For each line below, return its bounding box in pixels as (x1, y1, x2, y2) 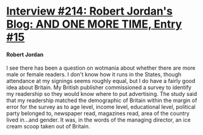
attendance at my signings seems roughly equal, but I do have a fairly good (6, 78, 196, 85)
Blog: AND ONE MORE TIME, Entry (6, 17, 182, 31)
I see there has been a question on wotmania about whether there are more (6, 64, 196, 71)
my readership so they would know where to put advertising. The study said (6, 90, 198, 98)
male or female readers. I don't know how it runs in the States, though (6, 71, 182, 78)
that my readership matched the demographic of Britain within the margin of (6, 97, 198, 104)
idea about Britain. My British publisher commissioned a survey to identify (6, 84, 192, 91)
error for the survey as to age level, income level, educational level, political (6, 103, 196, 111)
